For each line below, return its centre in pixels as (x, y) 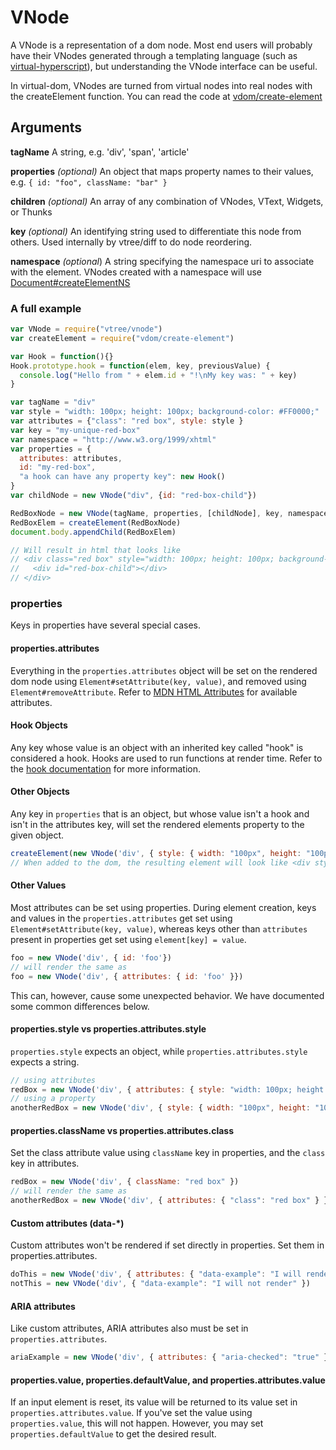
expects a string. (45, 1062)
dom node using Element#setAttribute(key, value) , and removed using (158, 681)
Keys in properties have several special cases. (106, 625)
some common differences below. (80, 1006)
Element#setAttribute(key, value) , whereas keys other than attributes (159, 928)
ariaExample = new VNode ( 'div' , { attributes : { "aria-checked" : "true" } (169, 1357)
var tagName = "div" (53, 402)
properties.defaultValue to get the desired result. (113, 1434)
